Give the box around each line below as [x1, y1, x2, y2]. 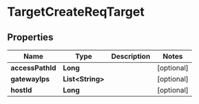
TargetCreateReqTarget [7, 4, 145, 20]
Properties [7, 31, 54, 43]
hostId [10, 86, 32, 94]
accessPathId [10, 63, 56, 73]
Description [111, 52, 151, 61]
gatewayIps [10, 75, 50, 83]
